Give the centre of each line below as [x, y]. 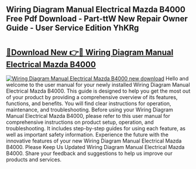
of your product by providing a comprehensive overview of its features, [92, 97]
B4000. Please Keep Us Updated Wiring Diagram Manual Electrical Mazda [95, 147]
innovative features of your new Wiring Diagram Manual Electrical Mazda [94, 141]
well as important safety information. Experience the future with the [87, 135]
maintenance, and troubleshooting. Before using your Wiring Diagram [90, 110]
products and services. [34, 160]
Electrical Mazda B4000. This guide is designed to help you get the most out [98, 91]
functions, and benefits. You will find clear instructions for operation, [89, 103]
